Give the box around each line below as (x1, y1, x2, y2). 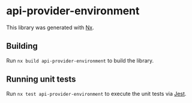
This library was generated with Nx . (6, 24, 94, 31)
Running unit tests (6, 74, 76, 85)
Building (6, 41, 38, 51)
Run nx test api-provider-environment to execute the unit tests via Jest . (6, 90, 187, 97)
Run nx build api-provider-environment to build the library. (6, 57, 154, 64)
